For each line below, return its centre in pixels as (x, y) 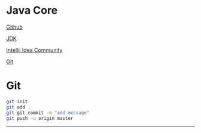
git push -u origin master (40, 118)
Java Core (32, 10)
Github (14, 27)
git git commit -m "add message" (48, 113)
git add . (19, 107)
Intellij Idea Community (34, 50)
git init (17, 101)
